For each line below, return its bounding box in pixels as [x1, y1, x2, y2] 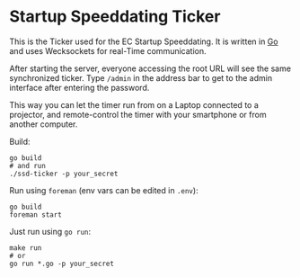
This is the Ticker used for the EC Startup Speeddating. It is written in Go [9, 36, 278, 47]
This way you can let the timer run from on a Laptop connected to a [9, 99, 259, 110]
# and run [9, 161, 47, 170]
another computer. [9, 119, 78, 130]
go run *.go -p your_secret [9, 259, 115, 268]
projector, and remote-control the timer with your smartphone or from [9, 109, 267, 120]
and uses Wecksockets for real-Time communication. [9, 45, 207, 56]
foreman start [9, 210, 63, 219]
